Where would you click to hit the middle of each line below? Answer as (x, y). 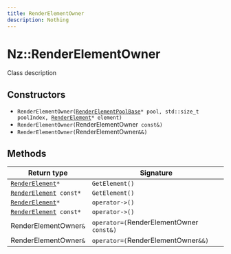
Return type (48, 173)
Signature (156, 173)
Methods (27, 153)
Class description (32, 73)
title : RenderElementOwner (46, 13)
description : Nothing (38, 20)
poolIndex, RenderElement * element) (69, 118)
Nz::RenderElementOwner (84, 54)
